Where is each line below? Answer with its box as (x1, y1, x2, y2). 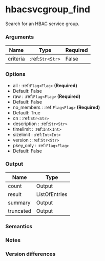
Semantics (5, 223, 33, 230)
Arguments (5, 33, 34, 41)
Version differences (5, 250, 56, 257)
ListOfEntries (36, 191, 68, 198)
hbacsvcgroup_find (5, 4, 91, 15)
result (8, 191, 22, 198)
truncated (8, 207, 32, 214)
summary (8, 199, 31, 206)
